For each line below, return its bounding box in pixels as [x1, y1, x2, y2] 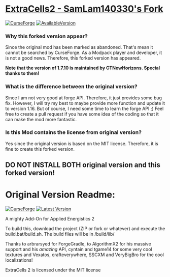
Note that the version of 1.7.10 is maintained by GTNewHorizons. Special [5, 65, 160, 71]
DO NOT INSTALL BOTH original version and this [5, 161, 161, 170]
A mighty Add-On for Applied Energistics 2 [5, 216, 95, 222]
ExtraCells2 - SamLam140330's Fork [5, 3, 163, 15]
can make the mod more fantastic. [5, 116, 77, 122]
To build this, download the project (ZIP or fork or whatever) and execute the [5, 226, 165, 232]
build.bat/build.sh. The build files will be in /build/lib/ [5, 231, 115, 237]
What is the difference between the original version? [5, 83, 138, 90]
